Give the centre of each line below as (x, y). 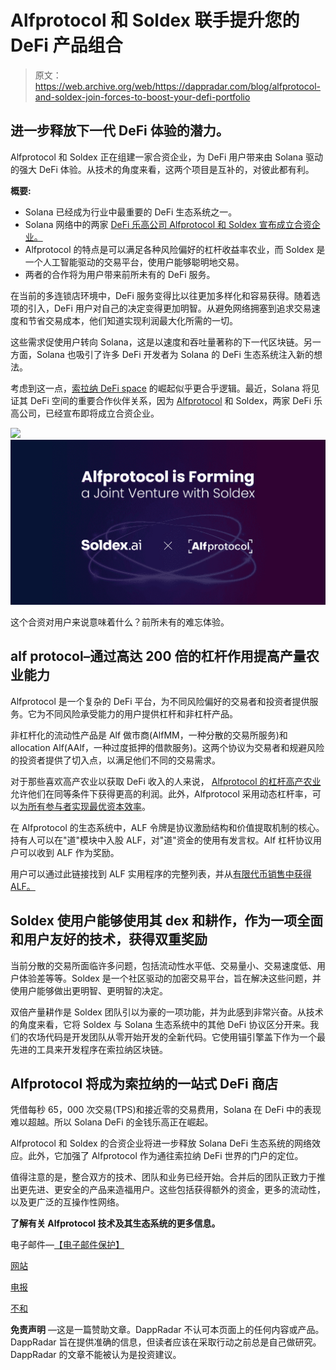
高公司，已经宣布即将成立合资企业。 (85, 413)
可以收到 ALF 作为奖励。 (69, 852)
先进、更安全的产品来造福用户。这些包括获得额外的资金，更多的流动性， (176, 1190)
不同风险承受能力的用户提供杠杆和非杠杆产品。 (141, 713)
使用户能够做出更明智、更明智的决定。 (89, 990)
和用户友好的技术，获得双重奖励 (109, 939)
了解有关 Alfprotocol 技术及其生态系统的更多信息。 (115, 1223)
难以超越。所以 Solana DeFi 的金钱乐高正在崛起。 (112, 1122)
